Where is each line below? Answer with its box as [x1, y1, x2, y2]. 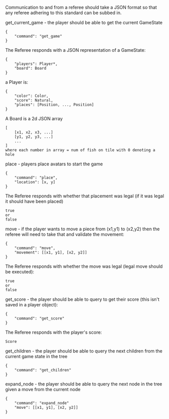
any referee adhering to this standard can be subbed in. [5, 10, 122, 16]
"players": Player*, [14, 61, 58, 66]
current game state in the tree [5, 354, 67, 359]
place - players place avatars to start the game [5, 161, 103, 167]
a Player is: [5, 79, 28, 85]
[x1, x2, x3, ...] [14, 130, 53, 135]
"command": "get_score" [14, 316, 65, 321]
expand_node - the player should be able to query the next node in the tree [5, 381, 162, 387]
